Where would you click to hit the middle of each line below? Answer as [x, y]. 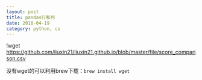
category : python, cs [33, 29]
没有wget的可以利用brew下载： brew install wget [68, 71]
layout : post [23, 12]
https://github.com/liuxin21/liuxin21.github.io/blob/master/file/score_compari [101, 52]
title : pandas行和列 [31, 17]
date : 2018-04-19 [28, 23]
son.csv [16, 58]
